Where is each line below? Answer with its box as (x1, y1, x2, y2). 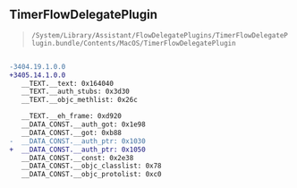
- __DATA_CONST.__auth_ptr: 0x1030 (9, 136, 146, 146)
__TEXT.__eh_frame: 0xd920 (21, 112, 123, 121)
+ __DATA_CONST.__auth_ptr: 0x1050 (9, 145, 146, 154)
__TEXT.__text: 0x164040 (21, 79, 115, 88)
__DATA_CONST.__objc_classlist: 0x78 (21, 161, 163, 171)
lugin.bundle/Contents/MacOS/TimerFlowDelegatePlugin (30, 38, 236, 47)
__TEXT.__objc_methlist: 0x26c (21, 96, 139, 105)
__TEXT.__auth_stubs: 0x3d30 (21, 87, 130, 97)
